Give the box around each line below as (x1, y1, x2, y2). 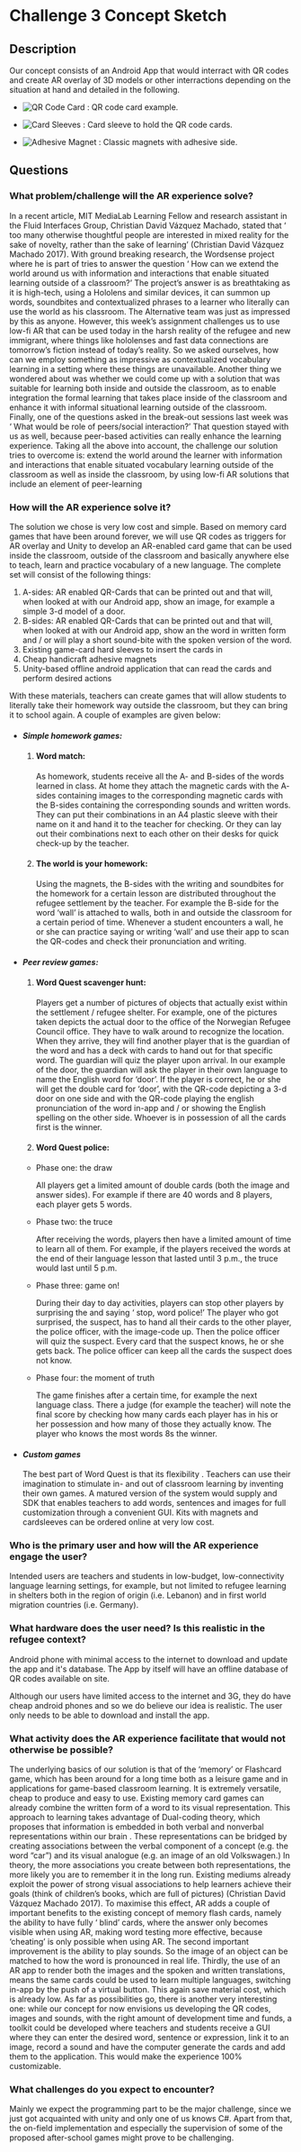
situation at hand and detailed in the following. (9, 85, 181, 95)
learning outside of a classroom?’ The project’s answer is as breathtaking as (9, 277, 290, 288)
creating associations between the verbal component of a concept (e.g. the (9, 1840, 289, 1852)
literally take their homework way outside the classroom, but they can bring (9, 699, 288, 710)
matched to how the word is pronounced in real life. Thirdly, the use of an (9, 1956, 281, 1966)
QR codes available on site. (9, 1673, 111, 1683)
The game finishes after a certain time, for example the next (35, 1390, 258, 1400)
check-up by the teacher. (35, 837, 129, 848)
